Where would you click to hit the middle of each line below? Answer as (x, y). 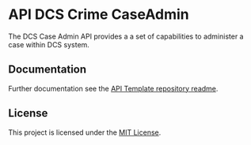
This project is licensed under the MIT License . (85, 132)
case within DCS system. (49, 44)
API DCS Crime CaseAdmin (99, 15)
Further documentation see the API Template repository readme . (113, 88)
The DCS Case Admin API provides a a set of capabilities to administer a (126, 36)
